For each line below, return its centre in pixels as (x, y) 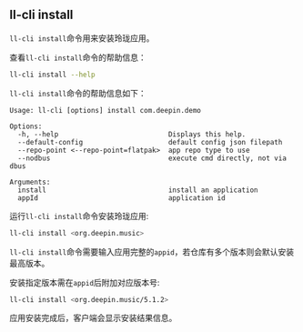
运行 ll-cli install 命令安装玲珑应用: (79, 216)
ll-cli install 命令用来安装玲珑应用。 (82, 38)
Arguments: (30, 182)
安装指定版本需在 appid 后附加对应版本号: (85, 282)
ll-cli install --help (52, 75)
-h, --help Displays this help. (132, 134)
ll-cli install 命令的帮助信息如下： (78, 93)
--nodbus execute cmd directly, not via (152, 158)
